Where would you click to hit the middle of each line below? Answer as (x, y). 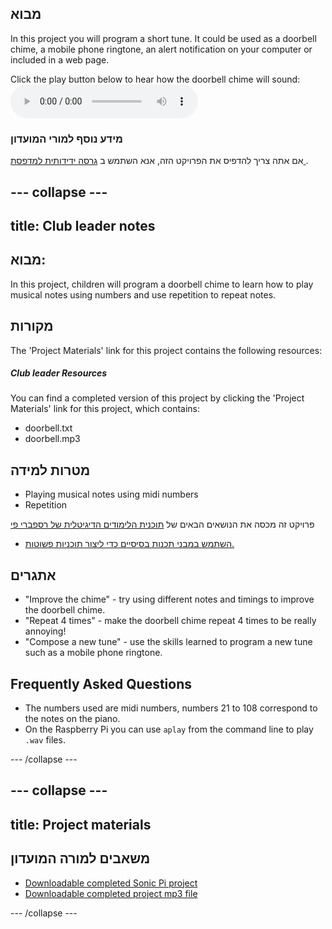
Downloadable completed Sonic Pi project (111, 883)
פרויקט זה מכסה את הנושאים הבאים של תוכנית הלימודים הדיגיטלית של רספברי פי (162, 524)
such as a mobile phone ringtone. (93, 653)
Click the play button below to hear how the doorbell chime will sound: (155, 79)
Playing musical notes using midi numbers (111, 494)
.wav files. (45, 739)
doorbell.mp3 (52, 439)
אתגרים (33, 575)
